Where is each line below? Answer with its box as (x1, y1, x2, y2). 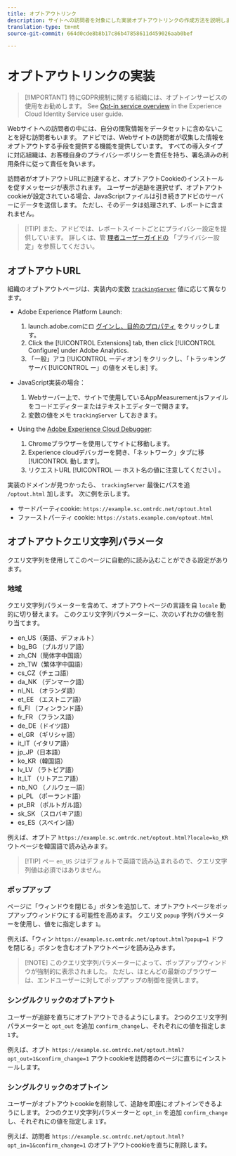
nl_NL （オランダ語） (17, 686, 79, 695)
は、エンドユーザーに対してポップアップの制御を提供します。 (24, 976, 202, 984)
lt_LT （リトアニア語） (17, 774, 83, 783)
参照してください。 (43, 242, 98, 250)
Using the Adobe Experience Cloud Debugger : (17, 425, 152, 433)
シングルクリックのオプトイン (7, 1082, 109, 1092)
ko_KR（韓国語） (17, 757, 67, 765)
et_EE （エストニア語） (17, 695, 86, 704)
